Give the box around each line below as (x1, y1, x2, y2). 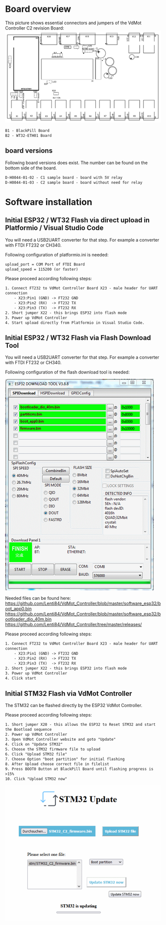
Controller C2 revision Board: (5, 25, 64, 31)
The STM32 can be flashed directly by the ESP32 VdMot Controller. (5, 703, 142, 709)
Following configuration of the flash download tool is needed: (5, 369, 130, 375)
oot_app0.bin (5, 606, 32, 612)
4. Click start (5, 676, 37, 681)
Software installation (5, 196, 92, 208)
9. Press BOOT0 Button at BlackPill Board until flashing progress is (5, 767, 154, 772)
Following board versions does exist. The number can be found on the (5, 160, 148, 166)
